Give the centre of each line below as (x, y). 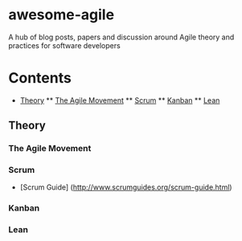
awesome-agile (62, 15)
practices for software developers (64, 45)
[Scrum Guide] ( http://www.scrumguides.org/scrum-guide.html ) (126, 187)
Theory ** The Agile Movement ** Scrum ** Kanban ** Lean (120, 100)
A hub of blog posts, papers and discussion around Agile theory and (121, 37)
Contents (40, 78)
